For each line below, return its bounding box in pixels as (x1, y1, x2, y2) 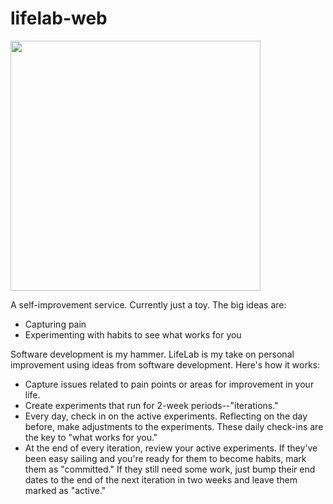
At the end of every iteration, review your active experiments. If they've (24, 442, 318, 454)
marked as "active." (24, 484, 107, 496)
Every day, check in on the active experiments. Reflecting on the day (24, 410, 308, 422)
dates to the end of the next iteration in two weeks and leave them (24, 473, 298, 486)
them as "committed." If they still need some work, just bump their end (24, 463, 316, 475)
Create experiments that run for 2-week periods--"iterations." (24, 399, 279, 411)
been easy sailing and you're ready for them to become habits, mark (24, 452, 307, 464)
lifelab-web (10, 7, 108, 30)
